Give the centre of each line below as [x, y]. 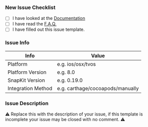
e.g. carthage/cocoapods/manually [98, 88]
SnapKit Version [26, 80]
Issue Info [17, 43]
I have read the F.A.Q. [34, 24]
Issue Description [27, 103]
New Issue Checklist [30, 7]
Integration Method [30, 88]
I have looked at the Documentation [49, 18]
